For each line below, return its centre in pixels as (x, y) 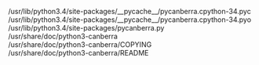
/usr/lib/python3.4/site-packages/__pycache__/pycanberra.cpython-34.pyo (130, 20)
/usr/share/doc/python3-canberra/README (78, 53)
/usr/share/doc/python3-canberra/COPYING (80, 45)
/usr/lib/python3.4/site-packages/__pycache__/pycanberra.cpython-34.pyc (129, 11)
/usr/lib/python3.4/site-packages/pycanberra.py (86, 28)
